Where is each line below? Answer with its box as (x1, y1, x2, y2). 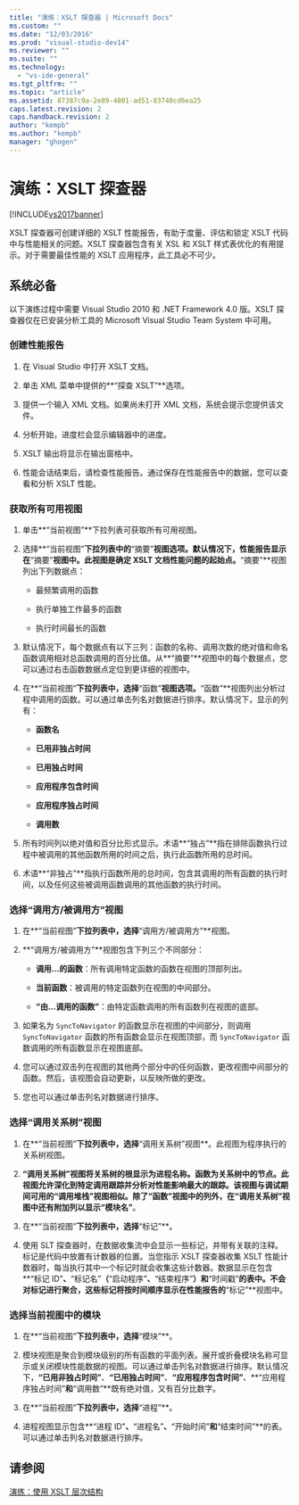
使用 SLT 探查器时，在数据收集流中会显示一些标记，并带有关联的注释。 (21, 1239, 284, 1250)
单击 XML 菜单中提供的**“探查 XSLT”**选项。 (21, 380, 190, 391)
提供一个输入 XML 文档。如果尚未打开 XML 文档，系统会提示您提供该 (21, 399, 277, 409)
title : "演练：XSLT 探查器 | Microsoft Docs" (9, 12, 174, 22)
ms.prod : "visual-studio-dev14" (9, 37, 129, 47)
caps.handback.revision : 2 (9, 112, 110, 121)
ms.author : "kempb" (9, 129, 82, 138)
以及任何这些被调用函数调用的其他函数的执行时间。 (37, 880, 226, 890)
